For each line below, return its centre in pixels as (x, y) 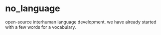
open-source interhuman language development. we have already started (81, 22)
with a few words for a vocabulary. (41, 27)
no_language (33, 9)
